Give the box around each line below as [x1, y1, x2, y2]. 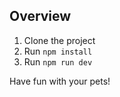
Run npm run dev [23, 55, 93, 68]
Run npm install [23, 45, 93, 57]
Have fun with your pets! [9, 75, 111, 87]
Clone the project [23, 34, 96, 46]
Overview [9, 8, 72, 25]
